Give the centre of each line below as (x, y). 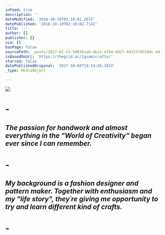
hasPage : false (21, 47)
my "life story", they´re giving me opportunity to (82, 199)
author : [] (17, 33)
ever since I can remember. (48, 143)
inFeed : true (19, 10)
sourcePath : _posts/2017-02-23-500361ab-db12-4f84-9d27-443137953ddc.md (83, 52)
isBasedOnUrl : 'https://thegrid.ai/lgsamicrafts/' (59, 56)
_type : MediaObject (26, 71)
